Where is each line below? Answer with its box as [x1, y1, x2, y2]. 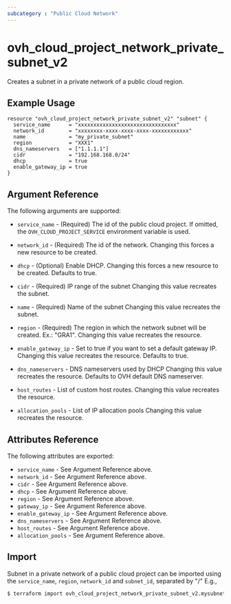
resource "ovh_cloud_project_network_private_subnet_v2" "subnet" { [7, 115, 208, 123]
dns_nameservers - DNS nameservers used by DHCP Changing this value [16, 365, 222, 373]
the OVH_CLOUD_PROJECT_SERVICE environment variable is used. [16, 228, 190, 236]
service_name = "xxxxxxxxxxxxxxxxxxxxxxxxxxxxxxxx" [13, 121, 180, 128]
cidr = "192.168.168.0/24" [13, 152, 131, 159]
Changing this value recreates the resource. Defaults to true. [16, 352, 189, 360]
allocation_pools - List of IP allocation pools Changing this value [16, 406, 202, 414]
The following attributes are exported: [7, 452, 114, 460]
